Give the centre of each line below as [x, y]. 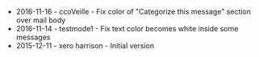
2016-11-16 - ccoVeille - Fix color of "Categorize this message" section [134, 12]
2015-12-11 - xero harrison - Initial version [85, 46]
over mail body [41, 20]
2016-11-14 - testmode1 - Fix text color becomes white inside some [127, 28]
